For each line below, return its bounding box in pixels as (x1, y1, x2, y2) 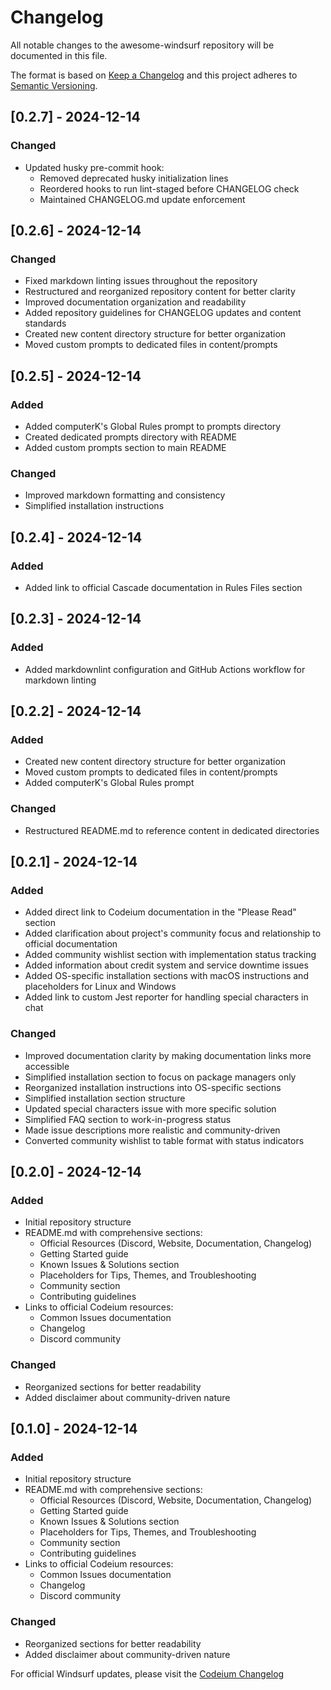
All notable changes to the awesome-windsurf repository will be (10, 39, 275, 51)
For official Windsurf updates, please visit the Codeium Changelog (10, 1667, 285, 1680)
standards (24, 317, 67, 330)
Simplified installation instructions (24, 500, 165, 512)
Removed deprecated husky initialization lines (39, 172, 229, 184)
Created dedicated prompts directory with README (24, 431, 237, 443)
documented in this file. (10, 49, 108, 61)
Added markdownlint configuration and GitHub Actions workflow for (24, 663, 306, 675)
